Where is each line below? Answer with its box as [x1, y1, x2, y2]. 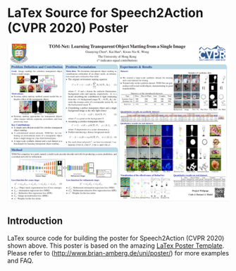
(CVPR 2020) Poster [7, 20, 129, 36]
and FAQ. [7, 256, 34, 265]
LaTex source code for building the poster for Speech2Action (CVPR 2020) [7, 234, 225, 242]
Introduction [7, 215, 63, 227]
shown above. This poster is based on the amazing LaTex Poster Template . [7, 241, 225, 250]
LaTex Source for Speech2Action [7, 5, 204, 21]
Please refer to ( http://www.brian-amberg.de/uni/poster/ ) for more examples [7, 248, 230, 257]
